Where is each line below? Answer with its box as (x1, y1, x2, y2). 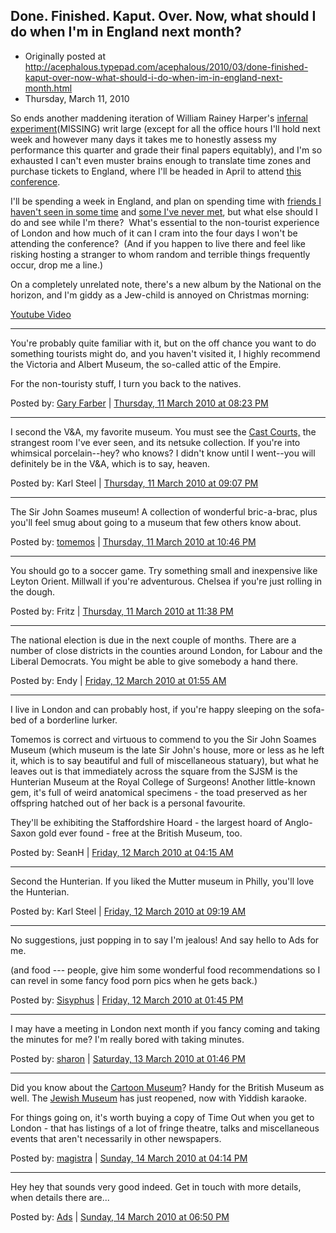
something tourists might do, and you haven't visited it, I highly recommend (10, 347, 321, 359)
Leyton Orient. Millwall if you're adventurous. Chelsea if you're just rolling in (10, 575, 323, 587)
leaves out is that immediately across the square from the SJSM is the (10, 765, 298, 777)
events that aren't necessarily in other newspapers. (10, 1132, 222, 1144)
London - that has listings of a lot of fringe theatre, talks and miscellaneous (10, 1122, 320, 1134)
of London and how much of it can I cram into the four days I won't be (10, 227, 298, 239)
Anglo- (284, 816, 313, 828)
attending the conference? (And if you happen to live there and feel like (10, 237, 307, 249)
